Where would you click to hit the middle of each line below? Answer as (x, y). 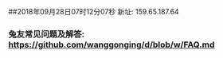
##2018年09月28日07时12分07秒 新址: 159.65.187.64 (94, 12)
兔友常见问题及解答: (47, 34)
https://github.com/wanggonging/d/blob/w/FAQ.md (111, 44)
